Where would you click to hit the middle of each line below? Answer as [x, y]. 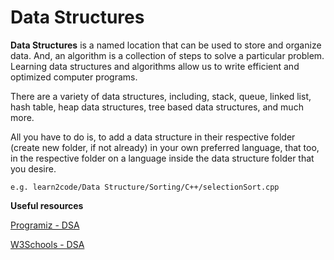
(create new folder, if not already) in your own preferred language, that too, [165, 147]
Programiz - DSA [45, 225]
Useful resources [47, 205]
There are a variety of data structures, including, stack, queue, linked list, [161, 96]
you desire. [33, 168]
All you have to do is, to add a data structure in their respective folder [153, 137]
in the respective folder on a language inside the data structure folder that [162, 158]
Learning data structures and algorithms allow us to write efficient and [155, 66]
